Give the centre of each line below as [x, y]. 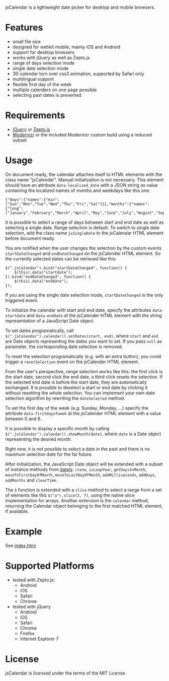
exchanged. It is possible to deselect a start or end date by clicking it [76, 387]
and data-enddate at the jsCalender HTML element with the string [94, 315]
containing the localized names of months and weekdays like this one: [78, 190]
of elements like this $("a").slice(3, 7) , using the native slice [70, 495]
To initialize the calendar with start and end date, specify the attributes [78, 310]
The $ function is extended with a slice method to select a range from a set [83, 490]
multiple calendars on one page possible [55, 90]
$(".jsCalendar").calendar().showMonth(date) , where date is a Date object [83, 434]
